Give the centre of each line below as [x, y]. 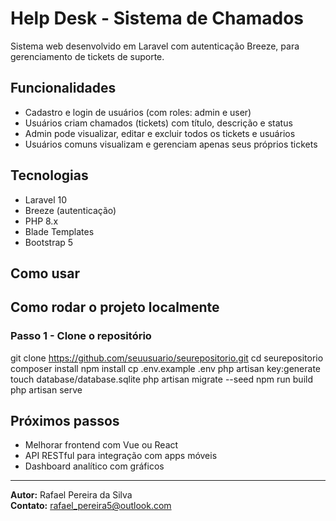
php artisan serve [46, 389]
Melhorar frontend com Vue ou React [101, 445]
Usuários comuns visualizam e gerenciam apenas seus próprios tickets [171, 144]
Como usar [45, 273]
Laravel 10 [46, 199]
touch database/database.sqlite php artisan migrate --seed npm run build [161, 379]
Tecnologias [49, 175]
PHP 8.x [41, 221]
